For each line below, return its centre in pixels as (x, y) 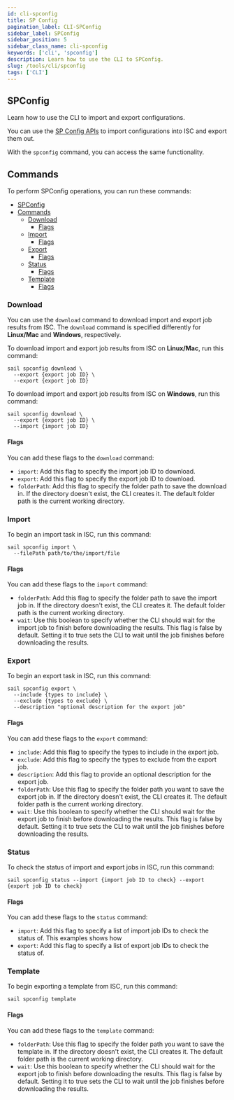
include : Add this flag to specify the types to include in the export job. (118, 752)
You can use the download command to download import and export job (110, 320)
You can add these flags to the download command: (81, 458)
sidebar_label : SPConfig (43, 33)
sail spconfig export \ (42, 689)
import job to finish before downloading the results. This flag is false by (120, 628)
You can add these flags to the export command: (78, 738)
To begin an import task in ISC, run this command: (79, 534)
